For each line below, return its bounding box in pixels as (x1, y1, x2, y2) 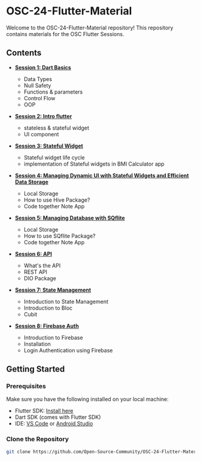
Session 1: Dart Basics (14, 64, 72, 71)
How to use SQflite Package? (23, 232, 96, 240)
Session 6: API (14, 250, 52, 258)
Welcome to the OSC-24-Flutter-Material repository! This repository (6, 24, 173, 31)
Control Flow (23, 94, 56, 101)
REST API (23, 268, 48, 276)
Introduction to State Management (23, 298, 109, 305)
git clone (6, 448, 31, 454)
